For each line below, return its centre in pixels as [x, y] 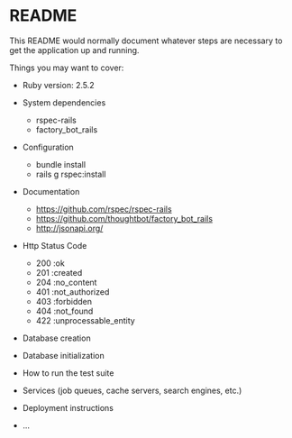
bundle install [61, 164]
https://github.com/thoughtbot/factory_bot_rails [124, 218]
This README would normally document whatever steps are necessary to [146, 41]
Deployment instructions [68, 407]
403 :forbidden [64, 301]
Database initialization [64, 355]
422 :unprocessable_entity [85, 320]
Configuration [48, 147]
